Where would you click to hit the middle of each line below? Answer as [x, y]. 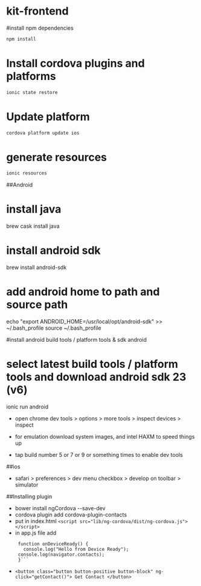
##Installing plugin [29, 496]
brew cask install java [33, 226]
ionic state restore [32, 92]
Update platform [48, 117]
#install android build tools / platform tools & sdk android [76, 340]
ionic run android [27, 407]
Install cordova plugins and [75, 63]
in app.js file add [36, 533]
